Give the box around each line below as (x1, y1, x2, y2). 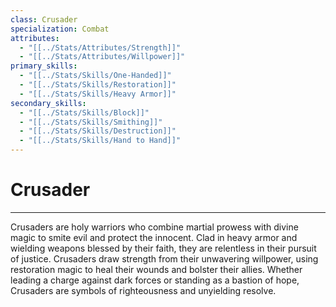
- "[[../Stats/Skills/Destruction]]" (19, 126, 177, 136)
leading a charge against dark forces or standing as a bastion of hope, (10, 274, 300, 286)
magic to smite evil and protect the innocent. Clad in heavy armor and (10, 231, 298, 243)
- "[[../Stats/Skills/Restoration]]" (19, 80, 177, 90)
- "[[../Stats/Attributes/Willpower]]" (19, 52, 186, 62)
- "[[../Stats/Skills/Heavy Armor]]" (19, 89, 177, 99)
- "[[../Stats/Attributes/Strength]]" (19, 42, 182, 53)
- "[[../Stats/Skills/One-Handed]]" (19, 71, 172, 81)
